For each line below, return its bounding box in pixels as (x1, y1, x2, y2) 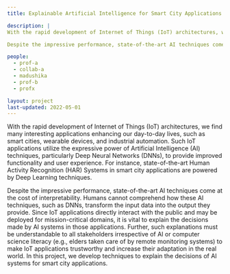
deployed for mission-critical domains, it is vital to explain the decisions (7, 216, 209, 224)
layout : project (7, 97, 53, 105)
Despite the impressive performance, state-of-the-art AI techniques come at (7, 187, 223, 195)
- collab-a (13, 66, 44, 73)
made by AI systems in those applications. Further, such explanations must (7, 223, 218, 231)
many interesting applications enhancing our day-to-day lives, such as (7, 130, 205, 138)
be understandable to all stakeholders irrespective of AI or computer (7, 230, 200, 238)
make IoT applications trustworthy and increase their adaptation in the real (7, 245, 217, 253)
